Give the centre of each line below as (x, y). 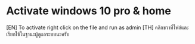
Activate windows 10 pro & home (89, 11)
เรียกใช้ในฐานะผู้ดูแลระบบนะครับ (38, 34)
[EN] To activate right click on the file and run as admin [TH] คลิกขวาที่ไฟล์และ (97, 27)
